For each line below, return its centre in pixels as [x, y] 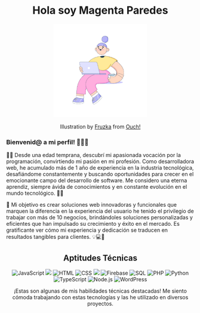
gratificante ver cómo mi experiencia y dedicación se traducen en [87, 230]
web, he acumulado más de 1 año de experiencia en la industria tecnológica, [100, 168]
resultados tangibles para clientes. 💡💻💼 [56, 237]
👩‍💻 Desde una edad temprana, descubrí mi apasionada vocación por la [93, 155]
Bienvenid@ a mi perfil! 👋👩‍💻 [47, 142]
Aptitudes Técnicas [100, 258]
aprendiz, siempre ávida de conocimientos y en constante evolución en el [97, 187]
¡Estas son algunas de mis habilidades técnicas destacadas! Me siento [100, 291]
